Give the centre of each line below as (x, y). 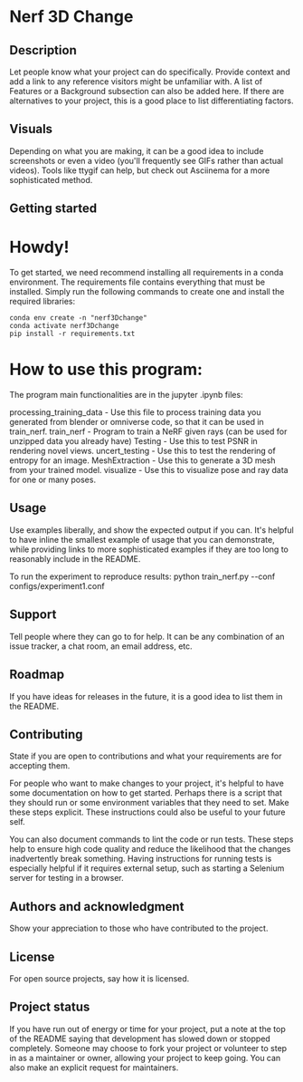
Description (43, 50)
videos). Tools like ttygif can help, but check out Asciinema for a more (140, 170)
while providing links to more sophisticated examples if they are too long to (149, 549)
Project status (50, 1007)
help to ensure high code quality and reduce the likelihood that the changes (150, 849)
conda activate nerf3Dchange (64, 326)
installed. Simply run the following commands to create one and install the (147, 292)
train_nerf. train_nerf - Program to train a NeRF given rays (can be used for (148, 431)
